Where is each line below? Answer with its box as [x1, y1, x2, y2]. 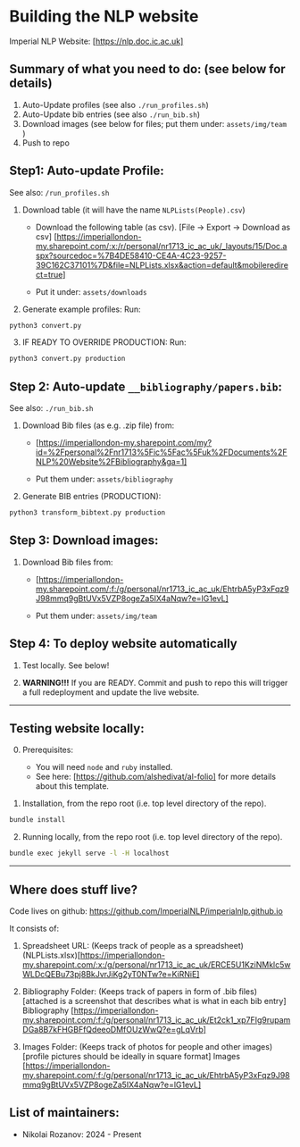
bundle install [9, 816, 66, 825]
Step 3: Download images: [9, 533, 159, 548]
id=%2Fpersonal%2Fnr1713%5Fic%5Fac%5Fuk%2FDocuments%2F [35, 447, 287, 457]
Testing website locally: [9, 721, 145, 736]
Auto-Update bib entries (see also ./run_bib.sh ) [21, 109, 201, 120]
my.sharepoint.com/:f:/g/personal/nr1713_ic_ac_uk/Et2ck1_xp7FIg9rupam [21, 1015, 291, 1025]
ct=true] [35, 269, 66, 280]
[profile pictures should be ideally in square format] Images [21, 1051, 241, 1061]
